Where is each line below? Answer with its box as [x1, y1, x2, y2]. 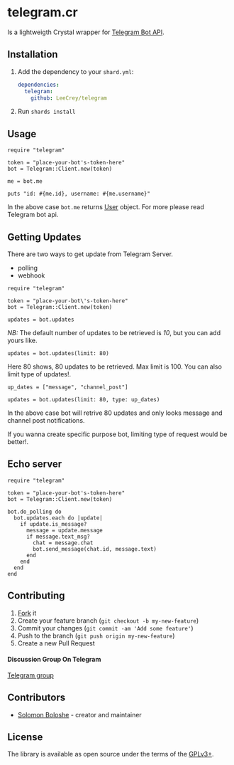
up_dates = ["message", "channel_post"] [7, 384, 129, 391]
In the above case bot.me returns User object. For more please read [7, 203, 204, 211]
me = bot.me [7, 178, 43, 185]
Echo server [7, 458, 62, 470]
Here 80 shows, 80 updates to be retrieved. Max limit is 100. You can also [7, 362, 222, 371]
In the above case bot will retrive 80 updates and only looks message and [7, 408, 223, 417]
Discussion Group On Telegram [7, 655, 101, 664]
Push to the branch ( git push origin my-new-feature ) [17, 631, 175, 640]
